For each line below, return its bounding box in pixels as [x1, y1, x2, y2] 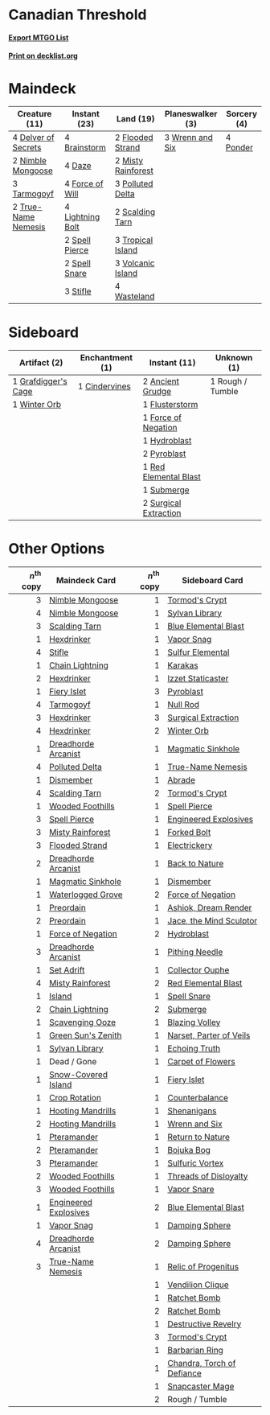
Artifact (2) [18, 357, 63, 368]
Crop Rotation [49, 1092, 102, 1103]
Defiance [167, 1368, 202, 1379]
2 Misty [115, 155, 144, 167]
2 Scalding [115, 207, 156, 218]
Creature [17, 109, 52, 120]
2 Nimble [12, 155, 47, 167]
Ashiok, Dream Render [167, 902, 252, 913]
